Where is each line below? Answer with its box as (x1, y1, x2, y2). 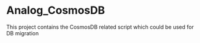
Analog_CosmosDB (6, 4, 105, 17)
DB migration (6, 29, 39, 36)
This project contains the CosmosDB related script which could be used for (6, 23, 194, 30)
